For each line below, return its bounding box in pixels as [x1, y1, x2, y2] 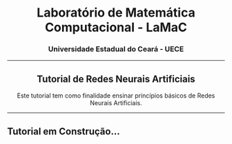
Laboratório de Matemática [37, 5, 195, 21]
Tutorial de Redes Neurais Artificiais [37, 73, 195, 84]
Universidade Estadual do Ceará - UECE [48, 44, 184, 54]
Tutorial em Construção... [7, 125, 120, 137]
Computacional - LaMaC [44, 19, 188, 35]
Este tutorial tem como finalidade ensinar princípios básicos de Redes [17, 91, 215, 100]
